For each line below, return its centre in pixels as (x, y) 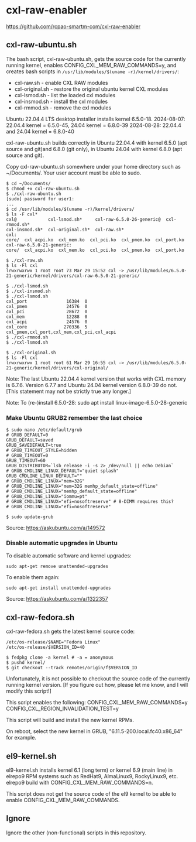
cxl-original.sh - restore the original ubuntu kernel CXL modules (91, 89)
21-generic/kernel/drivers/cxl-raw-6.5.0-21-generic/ (73, 276)
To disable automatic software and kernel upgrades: (69, 556)
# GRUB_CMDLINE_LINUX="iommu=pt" (47, 497)
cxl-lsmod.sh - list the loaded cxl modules (65, 95)
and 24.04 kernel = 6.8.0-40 (40, 131)
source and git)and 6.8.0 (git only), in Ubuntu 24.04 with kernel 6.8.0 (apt (94, 149)
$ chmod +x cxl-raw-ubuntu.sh (43, 189)
